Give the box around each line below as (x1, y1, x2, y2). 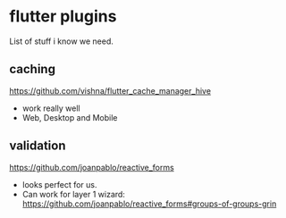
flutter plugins (9, 6, 117, 27)
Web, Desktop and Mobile (21, 112, 118, 122)
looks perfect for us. (21, 179, 97, 189)
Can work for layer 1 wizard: (21, 189, 125, 199)
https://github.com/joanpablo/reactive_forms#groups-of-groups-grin (21, 198, 277, 209)
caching (9, 62, 56, 77)
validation (9, 138, 66, 154)
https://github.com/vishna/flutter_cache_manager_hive (9, 85, 212, 96)
